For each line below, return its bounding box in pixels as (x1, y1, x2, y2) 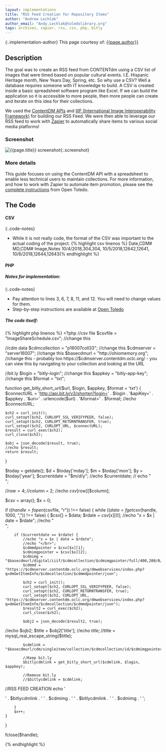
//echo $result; (5, 445, 39, 450)
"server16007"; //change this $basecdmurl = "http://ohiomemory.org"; (5, 350, 149, 356)
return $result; (5, 449, 39, 454)
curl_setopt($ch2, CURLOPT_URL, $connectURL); (5, 423, 103, 428)
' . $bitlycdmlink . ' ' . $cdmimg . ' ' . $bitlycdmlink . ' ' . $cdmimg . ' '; (5, 695, 146, 701)
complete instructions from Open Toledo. (5, 187, 89, 192)
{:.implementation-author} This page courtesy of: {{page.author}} (5, 39, 139, 45)
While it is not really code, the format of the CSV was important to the (12, 235, 154, 241)
